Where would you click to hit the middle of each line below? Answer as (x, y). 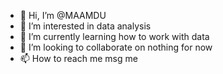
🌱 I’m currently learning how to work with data (114, 36)
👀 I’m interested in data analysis (85, 26)
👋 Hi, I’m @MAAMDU (63, 15)
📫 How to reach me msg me (78, 58)
